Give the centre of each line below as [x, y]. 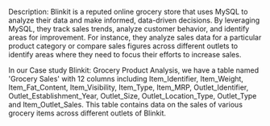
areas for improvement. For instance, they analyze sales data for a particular [135, 37]
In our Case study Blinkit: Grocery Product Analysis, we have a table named [134, 70]
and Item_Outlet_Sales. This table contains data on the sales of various [126, 105]
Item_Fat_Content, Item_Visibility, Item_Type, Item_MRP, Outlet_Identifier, [129, 87]
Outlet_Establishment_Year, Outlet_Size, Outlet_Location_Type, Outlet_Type [133, 96]
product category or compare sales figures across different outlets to [123, 46]
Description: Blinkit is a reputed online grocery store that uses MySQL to [128, 12]
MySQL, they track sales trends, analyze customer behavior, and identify [129, 29]
